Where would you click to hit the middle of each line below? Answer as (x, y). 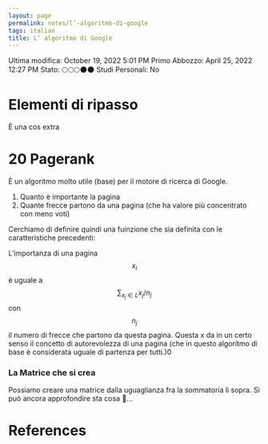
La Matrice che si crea (52, 372)
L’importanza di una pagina (53, 253)
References (47, 431)
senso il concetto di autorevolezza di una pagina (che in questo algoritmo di (133, 343)
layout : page (30, 16)
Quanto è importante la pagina (70, 197)
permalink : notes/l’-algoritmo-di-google (78, 23)
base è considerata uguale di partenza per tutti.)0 (90, 351)
